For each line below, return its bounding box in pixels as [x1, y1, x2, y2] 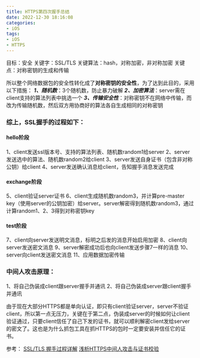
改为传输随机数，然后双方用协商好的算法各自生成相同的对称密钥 [6, 101, 163, 109]
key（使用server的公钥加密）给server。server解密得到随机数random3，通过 [6, 200, 194, 207]
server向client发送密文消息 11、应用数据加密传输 [6, 251, 125, 258]
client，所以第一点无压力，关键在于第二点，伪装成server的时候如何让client [6, 310, 190, 317]
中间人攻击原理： [6, 268, 56, 276]
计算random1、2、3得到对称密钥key [6, 207, 95, 215]
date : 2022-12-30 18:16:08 [6, 14, 73, 20]
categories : [6, 20, 36, 26]
